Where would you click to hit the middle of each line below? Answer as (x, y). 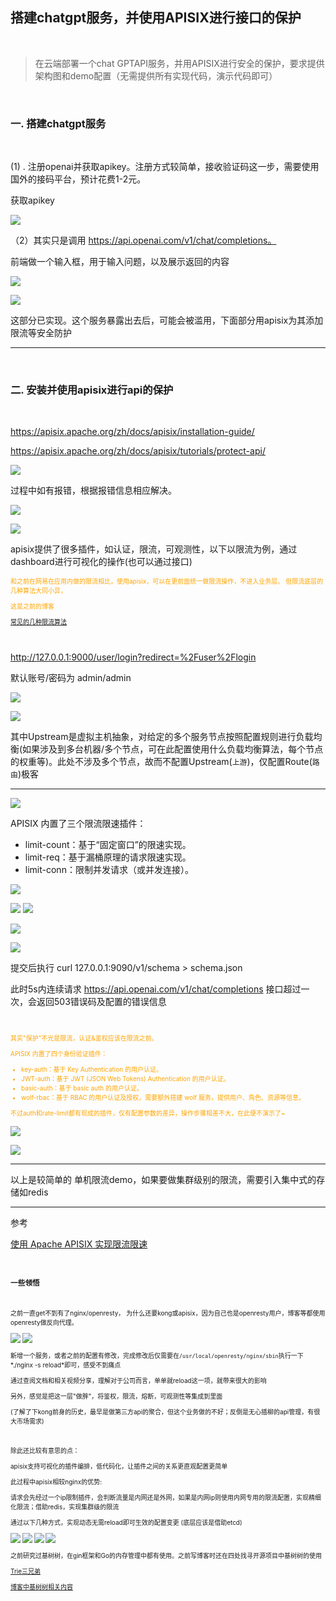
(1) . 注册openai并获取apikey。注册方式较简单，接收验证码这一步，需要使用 (165, 167)
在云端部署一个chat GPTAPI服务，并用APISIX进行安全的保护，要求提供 (179, 63)
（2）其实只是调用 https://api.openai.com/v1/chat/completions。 (143, 240)
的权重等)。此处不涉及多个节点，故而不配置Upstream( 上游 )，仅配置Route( (161, 762)
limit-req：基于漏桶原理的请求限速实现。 (108, 857)
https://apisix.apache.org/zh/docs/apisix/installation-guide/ (132, 432)
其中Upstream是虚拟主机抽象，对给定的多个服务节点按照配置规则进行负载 (162, 737)
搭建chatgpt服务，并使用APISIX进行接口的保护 (156, 18)
